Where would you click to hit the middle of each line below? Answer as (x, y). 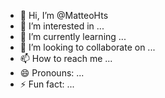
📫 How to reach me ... (66, 58)
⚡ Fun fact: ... (47, 84)
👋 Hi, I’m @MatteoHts (64, 15)
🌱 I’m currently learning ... (73, 36)
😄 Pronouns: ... (52, 73)
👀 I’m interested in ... (62, 26)
